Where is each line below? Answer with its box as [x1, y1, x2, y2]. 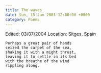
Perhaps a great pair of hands [5, 41, 72, 46]
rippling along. [5, 63, 40, 68]
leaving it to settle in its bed [5, 54, 77, 59]
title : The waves [5, 7, 42, 13]
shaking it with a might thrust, [5, 50, 77, 55]
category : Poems [5, 17, 40, 22]
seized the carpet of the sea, [5, 45, 72, 51]
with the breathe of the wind [5, 59, 70, 64]
